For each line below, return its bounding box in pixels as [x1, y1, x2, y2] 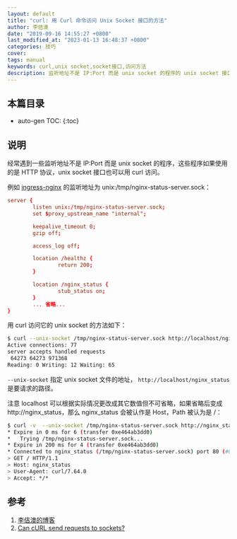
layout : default [7, 10, 55, 18]
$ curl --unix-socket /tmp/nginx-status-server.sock [7, 335, 166, 342]
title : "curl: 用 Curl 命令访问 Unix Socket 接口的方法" [7, 17, 168, 24]
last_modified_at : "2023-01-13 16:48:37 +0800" [7, 37, 150, 44]
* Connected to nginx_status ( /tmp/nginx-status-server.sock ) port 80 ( [7, 448, 226, 456]
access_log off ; [32, 242, 80, 250]
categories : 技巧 [7, 43, 56, 50]
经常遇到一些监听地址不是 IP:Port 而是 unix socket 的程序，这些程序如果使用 [7, 159, 228, 168]
